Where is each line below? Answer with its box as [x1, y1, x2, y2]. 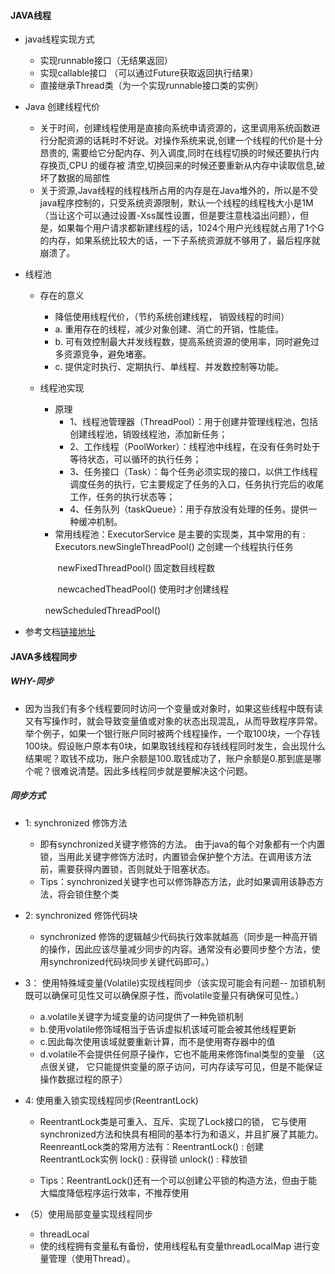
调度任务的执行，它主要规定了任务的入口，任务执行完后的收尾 [69, 478, 325, 490]
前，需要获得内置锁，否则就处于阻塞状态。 [39, 863, 216, 875]
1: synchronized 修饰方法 [24, 816, 128, 829]
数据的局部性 [57, 172, 111, 184]
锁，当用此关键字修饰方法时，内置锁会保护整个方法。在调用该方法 [39, 850, 312, 862]
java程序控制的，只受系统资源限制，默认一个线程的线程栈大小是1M [39, 197, 314, 209]
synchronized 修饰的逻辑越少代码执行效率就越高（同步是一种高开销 [39, 930, 318, 942]
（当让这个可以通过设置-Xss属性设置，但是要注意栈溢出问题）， [39, 210, 301, 222]
